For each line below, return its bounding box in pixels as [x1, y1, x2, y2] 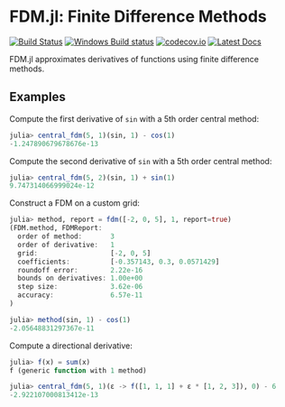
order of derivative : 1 [17, 240, 115, 249]
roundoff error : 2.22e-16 [17, 265, 143, 274]
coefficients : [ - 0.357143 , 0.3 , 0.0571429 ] [17, 257, 220, 266]
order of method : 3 [17, 232, 115, 241]
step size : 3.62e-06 [17, 282, 143, 291]
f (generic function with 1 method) [9, 365, 147, 375]
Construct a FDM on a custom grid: [9, 198, 140, 208]
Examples [9, 89, 66, 105]
